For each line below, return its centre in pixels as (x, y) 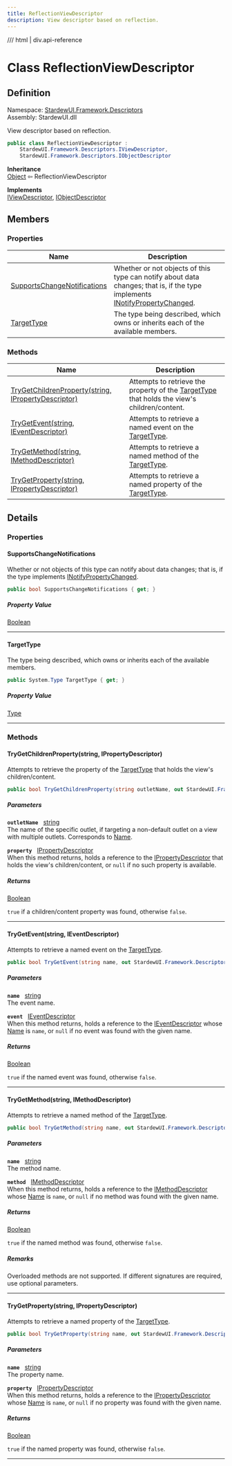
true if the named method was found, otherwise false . (85, 1243)
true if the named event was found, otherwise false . (82, 1077)
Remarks (20, 1259)
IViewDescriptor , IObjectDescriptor (57, 197)
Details (22, 518)
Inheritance (24, 169)
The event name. (31, 1003)
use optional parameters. (42, 1283)
